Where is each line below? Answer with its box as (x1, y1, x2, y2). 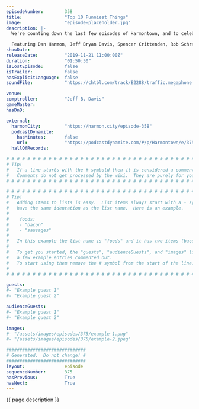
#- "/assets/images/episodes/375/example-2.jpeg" (6, 336, 131, 342)
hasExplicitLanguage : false (6, 75, 78, 80)
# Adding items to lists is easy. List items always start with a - (6, 199, 187, 206)
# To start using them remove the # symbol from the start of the (6, 260, 179, 266)
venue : (6, 91, 23, 96)
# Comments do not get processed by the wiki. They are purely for (6, 172, 184, 178)
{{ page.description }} (6, 396, 60, 403)
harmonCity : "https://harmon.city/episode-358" (11, 123, 152, 129)
